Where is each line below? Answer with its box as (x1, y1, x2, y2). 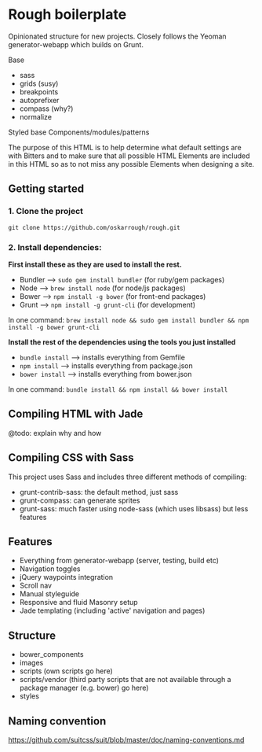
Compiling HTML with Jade (8, 407, 144, 421)
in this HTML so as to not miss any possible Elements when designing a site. (8, 159, 255, 168)
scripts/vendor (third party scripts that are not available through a (19, 675, 231, 684)
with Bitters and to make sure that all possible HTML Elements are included (8, 151, 250, 160)
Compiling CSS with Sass (8, 451, 135, 465)
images (19, 658, 44, 668)
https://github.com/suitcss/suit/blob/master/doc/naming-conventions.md (8, 735, 245, 744)
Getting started (8, 182, 85, 196)
